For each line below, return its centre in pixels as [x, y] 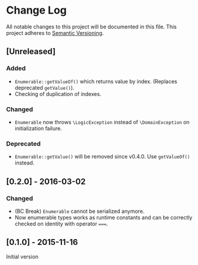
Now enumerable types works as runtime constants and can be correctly [103, 217]
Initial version [22, 256]
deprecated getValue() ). [45, 88]
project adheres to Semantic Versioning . [55, 33]
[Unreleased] [31, 52]
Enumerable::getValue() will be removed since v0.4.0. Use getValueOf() [102, 157]
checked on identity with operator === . [61, 224]
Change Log [36, 10]
